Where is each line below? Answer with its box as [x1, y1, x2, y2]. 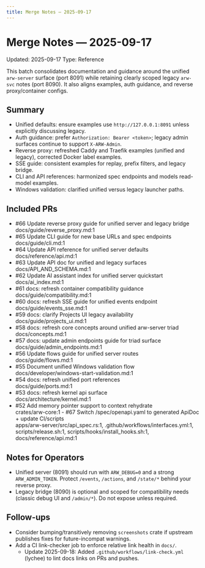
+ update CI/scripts [15, 415, 64, 422]
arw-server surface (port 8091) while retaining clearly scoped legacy [6, 74, 179, 81]
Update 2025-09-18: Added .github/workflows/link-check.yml [24, 548, 184, 555]
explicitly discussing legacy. [15, 127, 86, 135]
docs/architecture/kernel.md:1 [15, 395, 91, 403]
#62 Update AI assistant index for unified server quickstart [15, 272, 163, 279]
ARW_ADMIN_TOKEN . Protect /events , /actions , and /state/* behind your [15, 475, 192, 482]
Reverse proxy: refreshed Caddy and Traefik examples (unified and [15, 147, 185, 154]
